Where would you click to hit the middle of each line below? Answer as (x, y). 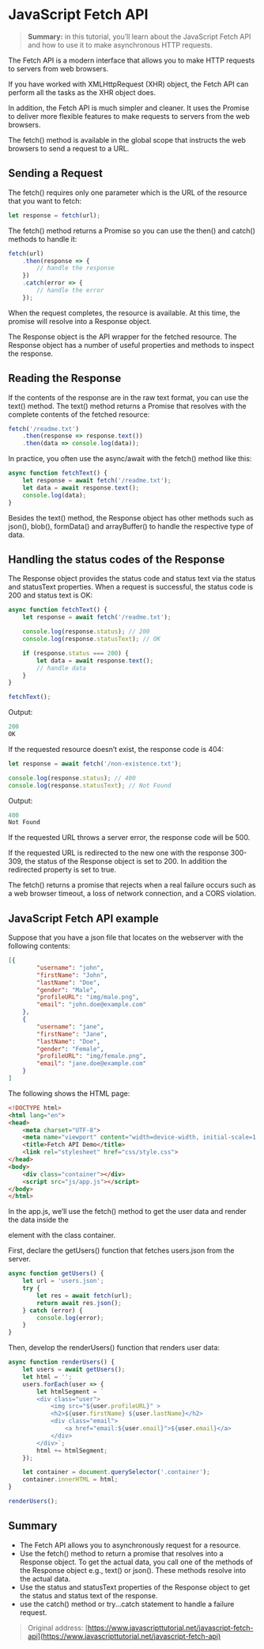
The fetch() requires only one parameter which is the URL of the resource (128, 193)
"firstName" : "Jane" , (72, 1034)
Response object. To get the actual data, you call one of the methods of (136, 1562)
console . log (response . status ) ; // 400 (72, 778)
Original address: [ (58, 1628)
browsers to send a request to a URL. (69, 148)
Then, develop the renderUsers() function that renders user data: (114, 1348)
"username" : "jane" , (70, 1027)
